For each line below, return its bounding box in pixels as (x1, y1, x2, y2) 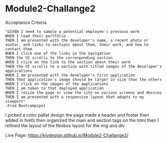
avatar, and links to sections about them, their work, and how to (5, 42, 149, 47)
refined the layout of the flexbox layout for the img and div (5, 123, 125, 129)
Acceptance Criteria (5, 19, 46, 25)
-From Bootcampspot (5, 103, 46, 108)
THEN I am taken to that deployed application (5, 86, 104, 91)
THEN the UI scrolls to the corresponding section (5, 55, 113, 60)
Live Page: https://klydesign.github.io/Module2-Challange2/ (5, 132, 128, 138)
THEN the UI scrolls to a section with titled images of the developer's (5, 64, 162, 69)
